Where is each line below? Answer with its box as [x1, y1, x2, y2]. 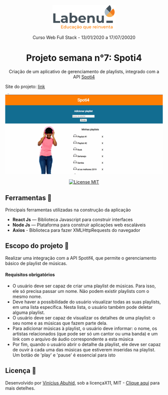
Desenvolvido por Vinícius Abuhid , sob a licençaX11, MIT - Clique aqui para [5, 379, 160, 385]
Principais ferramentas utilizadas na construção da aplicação [5, 207, 131, 213]
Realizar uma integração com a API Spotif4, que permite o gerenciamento [5, 255, 156, 261]
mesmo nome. [12, 293, 42, 300]
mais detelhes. [5, 385, 35, 391]
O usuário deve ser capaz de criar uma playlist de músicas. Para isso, [12, 283, 156, 289]
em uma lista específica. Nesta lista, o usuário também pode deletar [12, 304, 153, 310]
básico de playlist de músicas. [5, 260, 67, 266]
